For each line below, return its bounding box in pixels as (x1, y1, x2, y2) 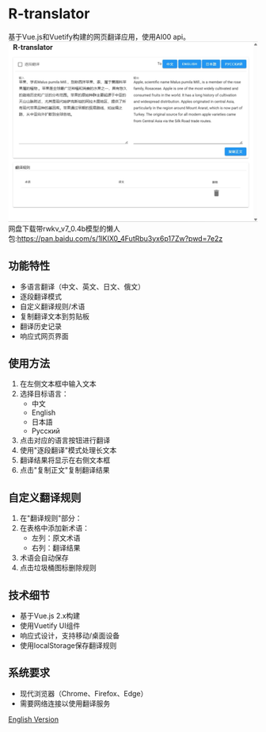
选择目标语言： (19, 389, 69, 399)
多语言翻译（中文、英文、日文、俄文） (19, 282, 145, 291)
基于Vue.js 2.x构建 (19, 611, 81, 621)
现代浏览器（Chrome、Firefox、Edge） (19, 688, 148, 698)
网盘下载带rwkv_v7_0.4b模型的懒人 (8, 224, 121, 233)
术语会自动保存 (19, 553, 69, 563)
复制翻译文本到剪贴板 (19, 311, 89, 321)
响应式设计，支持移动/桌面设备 (19, 631, 120, 641)
